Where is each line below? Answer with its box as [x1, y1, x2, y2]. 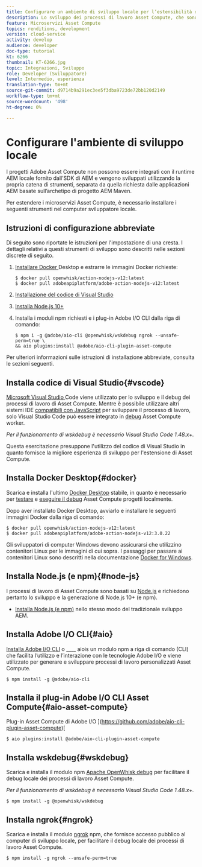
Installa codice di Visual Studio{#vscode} [6, 378, 165, 388]
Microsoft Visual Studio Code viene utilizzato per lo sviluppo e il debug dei [6, 393, 191, 401]
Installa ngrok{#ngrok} [6, 815, 94, 825]
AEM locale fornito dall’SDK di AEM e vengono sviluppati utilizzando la [6, 174, 180, 182]
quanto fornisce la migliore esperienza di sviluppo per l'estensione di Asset [6, 449, 192, 456]
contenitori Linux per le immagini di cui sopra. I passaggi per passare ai [6, 547, 183, 554]
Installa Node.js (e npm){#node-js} [6, 571, 140, 582]
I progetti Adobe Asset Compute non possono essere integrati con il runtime [6, 168, 195, 176]
